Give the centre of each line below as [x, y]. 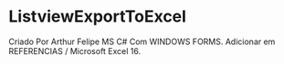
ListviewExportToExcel [97, 17]
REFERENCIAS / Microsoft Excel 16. [75, 50]
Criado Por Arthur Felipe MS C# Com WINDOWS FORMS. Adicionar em [142, 41]
